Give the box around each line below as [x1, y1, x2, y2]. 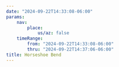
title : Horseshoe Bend [6, 52, 62, 58]
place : [27, 24, 43, 31]
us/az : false [37, 30, 69, 36]
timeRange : [16, 36, 43, 41]
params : [6, 14, 25, 20]
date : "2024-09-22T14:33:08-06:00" [6, 8, 93, 15]
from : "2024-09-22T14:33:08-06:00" [27, 41, 114, 47]
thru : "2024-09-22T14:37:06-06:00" [27, 47, 114, 52]
